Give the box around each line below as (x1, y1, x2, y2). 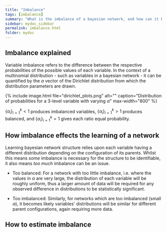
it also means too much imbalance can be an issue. (5, 160, 110, 166)
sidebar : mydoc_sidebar (5, 21, 55, 26)
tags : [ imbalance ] (5, 12, 43, 17)
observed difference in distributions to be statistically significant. (12, 186, 146, 192)
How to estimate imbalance (5, 220, 91, 229)
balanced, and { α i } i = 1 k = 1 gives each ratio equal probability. (5, 115, 130, 123)
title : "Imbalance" (5, 7, 46, 12)
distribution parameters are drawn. (5, 83, 76, 89)
